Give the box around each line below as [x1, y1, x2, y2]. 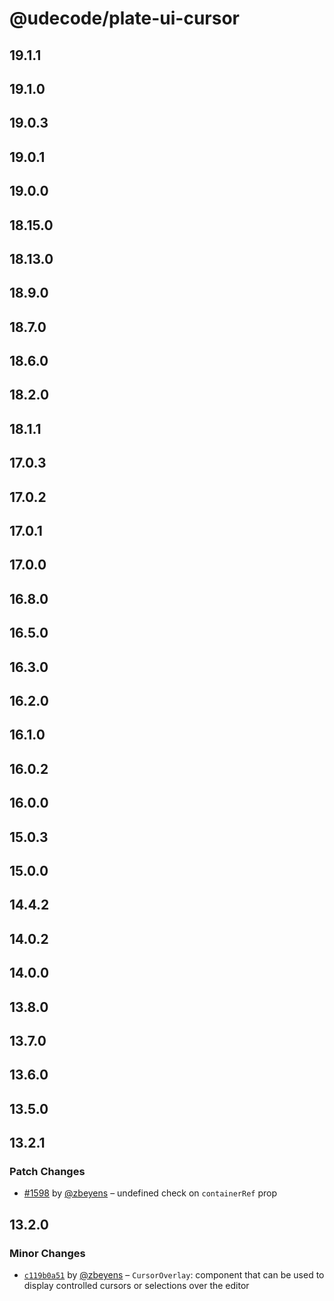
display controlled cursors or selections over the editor [23, 1280, 250, 1292]
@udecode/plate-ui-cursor [9, 7, 240, 30]
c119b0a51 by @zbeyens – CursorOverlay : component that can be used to [23, 1269, 325, 1281]
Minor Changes [9, 1246, 86, 1260]
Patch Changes [9, 1165, 86, 1178]
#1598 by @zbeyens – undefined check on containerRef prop [23, 1187, 277, 1199]
